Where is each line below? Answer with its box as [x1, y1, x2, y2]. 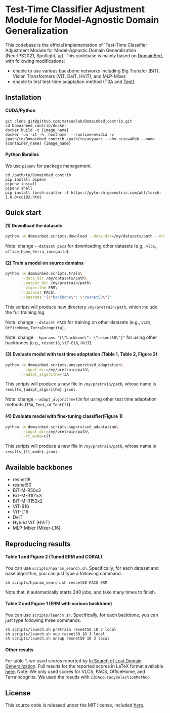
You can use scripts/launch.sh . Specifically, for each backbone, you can [5, 612, 158, 618]
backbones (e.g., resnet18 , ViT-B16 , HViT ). [5, 339, 93, 345]
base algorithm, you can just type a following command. [5, 570, 122, 576]
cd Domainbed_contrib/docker [5, 123, 67, 128]
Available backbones [5, 463, 73, 471]
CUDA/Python [5, 107, 36, 113]
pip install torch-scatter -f [5, 190, 69, 195]
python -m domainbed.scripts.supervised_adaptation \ [5, 424, 119, 429]
